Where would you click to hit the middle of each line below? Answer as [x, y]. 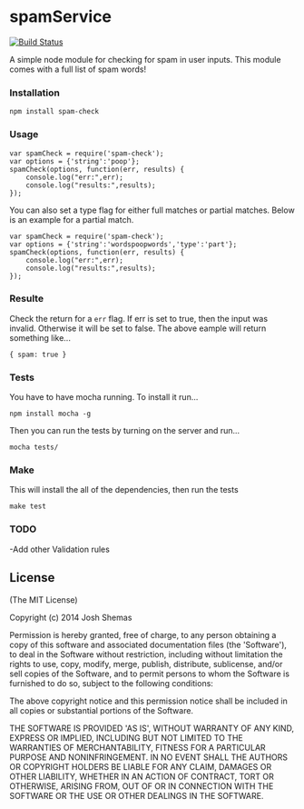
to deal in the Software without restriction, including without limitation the [146, 654]
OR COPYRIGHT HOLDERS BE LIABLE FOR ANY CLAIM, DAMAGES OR [141, 766]
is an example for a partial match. [72, 219]
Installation [35, 93]
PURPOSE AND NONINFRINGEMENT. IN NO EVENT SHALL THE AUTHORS [149, 757]
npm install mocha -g [50, 414]
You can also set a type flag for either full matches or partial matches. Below [152, 210]
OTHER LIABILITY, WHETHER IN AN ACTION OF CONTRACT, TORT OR [142, 776]
